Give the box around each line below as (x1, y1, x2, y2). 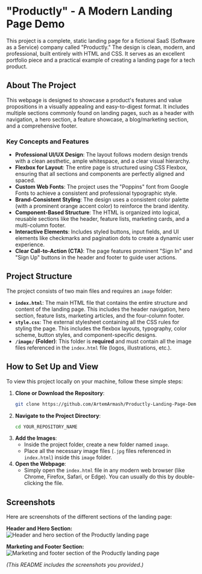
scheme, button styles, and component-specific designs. (14, 331, 157, 338)
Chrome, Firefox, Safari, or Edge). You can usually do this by (24, 473, 174, 480)
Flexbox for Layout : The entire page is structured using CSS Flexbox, (14, 164, 188, 171)
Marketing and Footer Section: (6, 543, 84, 550)
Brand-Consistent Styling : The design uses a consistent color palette (14, 196, 189, 203)
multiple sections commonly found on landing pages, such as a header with (6, 109, 194, 116)
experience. (14, 241, 45, 249)
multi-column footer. (14, 222, 66, 229)
